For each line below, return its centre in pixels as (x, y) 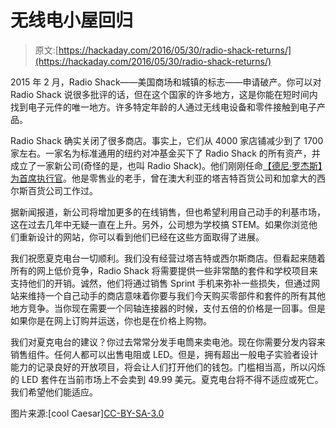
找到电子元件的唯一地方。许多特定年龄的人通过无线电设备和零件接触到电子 (163, 107)
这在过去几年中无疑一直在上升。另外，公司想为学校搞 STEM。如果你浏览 (159, 224)
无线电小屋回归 (72, 20)
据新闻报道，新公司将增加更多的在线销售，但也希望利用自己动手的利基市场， (168, 212)
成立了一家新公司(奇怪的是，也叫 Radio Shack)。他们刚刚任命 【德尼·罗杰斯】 (166, 165)
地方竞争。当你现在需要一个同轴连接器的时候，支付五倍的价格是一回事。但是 (168, 308)
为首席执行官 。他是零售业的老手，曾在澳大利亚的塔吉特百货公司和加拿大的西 (168, 178)
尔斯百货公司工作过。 (54, 190)
